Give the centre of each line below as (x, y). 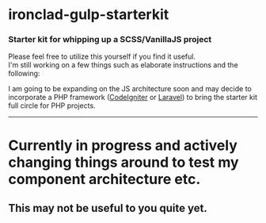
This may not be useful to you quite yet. (108, 208)
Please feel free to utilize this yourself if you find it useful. (102, 56)
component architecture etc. (104, 179)
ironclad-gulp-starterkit (89, 15)
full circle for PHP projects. (52, 106)
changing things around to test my (123, 162)
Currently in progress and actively (123, 145)
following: (24, 74)
